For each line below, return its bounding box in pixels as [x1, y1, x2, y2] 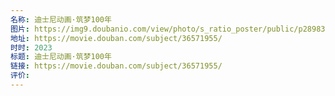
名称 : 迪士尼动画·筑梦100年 [10, 14, 112, 25]
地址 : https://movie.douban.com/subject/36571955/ [10, 33, 223, 43]
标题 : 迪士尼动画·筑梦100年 [10, 52, 112, 62]
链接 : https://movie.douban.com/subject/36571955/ [10, 61, 223, 71]
